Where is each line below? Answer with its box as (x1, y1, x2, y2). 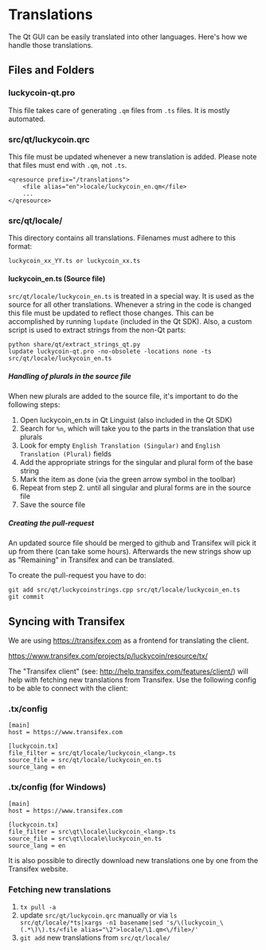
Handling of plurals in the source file (8, 372, 131, 381)
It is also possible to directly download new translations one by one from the (8, 855, 259, 865)
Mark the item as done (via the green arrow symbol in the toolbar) (19, 475, 237, 484)
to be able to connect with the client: (8, 683, 129, 694)
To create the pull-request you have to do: (8, 571, 147, 581)
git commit (8, 593, 45, 601)
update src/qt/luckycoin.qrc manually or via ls (19, 910, 178, 921)
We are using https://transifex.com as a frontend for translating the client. (8, 635, 249, 646)
